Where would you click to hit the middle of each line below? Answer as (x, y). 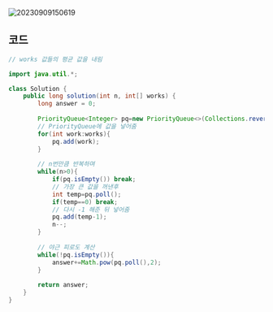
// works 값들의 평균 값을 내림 (56, 59)
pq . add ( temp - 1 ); (79, 217)
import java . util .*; (43, 74)
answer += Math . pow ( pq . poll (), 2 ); (106, 262)
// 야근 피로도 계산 (66, 247)
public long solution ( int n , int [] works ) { (100, 96)
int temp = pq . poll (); (87, 194)
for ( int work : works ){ (74, 134)
